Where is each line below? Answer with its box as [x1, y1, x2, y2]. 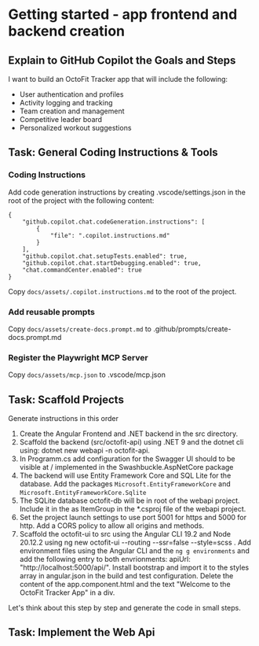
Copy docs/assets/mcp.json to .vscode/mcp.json [8, 370, 166, 379]
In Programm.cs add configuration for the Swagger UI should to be [19, 454, 235, 463]
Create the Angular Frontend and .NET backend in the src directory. [19, 429, 239, 438]
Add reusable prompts [8, 306, 96, 317]
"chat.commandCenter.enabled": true [22, 266, 143, 274]
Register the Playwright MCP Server [8, 352, 148, 363]
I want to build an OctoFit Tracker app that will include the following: [8, 75, 228, 83]
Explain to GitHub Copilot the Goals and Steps [8, 54, 236, 67]
